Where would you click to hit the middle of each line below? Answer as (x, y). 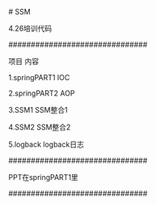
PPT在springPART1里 (43, 177)
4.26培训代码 (30, 28)
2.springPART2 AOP (42, 93)
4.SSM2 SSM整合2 (40, 127)
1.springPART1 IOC (39, 77)
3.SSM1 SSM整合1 (38, 110)
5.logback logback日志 (46, 144)
